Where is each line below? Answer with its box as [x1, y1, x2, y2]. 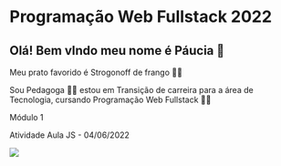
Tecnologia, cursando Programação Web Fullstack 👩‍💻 [9, 94, 212, 105]
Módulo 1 [9, 112, 44, 122]
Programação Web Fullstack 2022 [9, 6, 272, 27]
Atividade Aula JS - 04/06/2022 [9, 130, 130, 140]
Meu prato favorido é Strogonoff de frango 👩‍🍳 [9, 67, 182, 78]
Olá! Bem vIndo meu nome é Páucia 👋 [9, 43, 225, 58]
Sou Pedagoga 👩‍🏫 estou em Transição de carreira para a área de [9, 85, 254, 95]
